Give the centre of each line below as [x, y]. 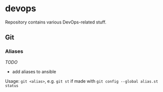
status [12, 86]
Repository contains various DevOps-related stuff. [56, 22]
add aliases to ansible [34, 71]
